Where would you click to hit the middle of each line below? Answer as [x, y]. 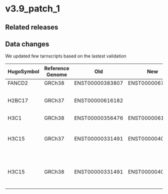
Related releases [32, 27]
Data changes [27, 44]
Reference [57, 68]
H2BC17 [18, 100]
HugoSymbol [23, 71]
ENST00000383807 [99, 83]
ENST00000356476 [99, 118]
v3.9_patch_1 [32, 9]
